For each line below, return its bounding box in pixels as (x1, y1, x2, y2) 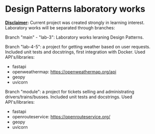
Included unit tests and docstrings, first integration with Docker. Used (5, 49, 146, 55)
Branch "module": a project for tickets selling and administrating (5, 89, 135, 94)
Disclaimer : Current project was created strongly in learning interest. (5, 20, 145, 25)
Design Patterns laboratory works (5, 3, 146, 15)
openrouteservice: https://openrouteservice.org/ (12, 113, 110, 119)
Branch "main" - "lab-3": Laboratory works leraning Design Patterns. (5, 34, 144, 40)
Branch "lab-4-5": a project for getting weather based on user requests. (5, 44, 151, 49)
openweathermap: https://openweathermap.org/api (12, 68, 117, 74)
